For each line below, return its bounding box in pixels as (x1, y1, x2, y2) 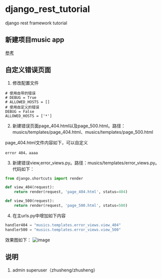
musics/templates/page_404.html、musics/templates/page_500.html (12, 129, 153, 135)
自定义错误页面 (5, 66, 51, 74)
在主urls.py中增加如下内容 (12, 212, 66, 218)
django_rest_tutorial (5, 3, 90, 15)
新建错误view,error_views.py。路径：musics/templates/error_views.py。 (12, 160, 160, 166)
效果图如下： (5, 237, 31, 243)
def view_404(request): (5, 185, 55, 190)
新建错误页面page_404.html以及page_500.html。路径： (12, 123, 126, 129)
